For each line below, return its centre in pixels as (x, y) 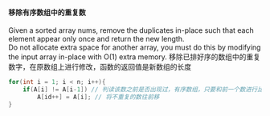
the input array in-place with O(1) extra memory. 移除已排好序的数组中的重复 (135, 57)
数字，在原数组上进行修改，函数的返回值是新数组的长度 (100, 67)
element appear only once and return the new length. (96, 39)
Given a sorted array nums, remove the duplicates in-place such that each (131, 30)
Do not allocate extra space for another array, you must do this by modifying (135, 47)
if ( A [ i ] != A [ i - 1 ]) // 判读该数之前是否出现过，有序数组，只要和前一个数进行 (140, 90)
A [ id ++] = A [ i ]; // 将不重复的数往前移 (98, 97)
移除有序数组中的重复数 (47, 12)
